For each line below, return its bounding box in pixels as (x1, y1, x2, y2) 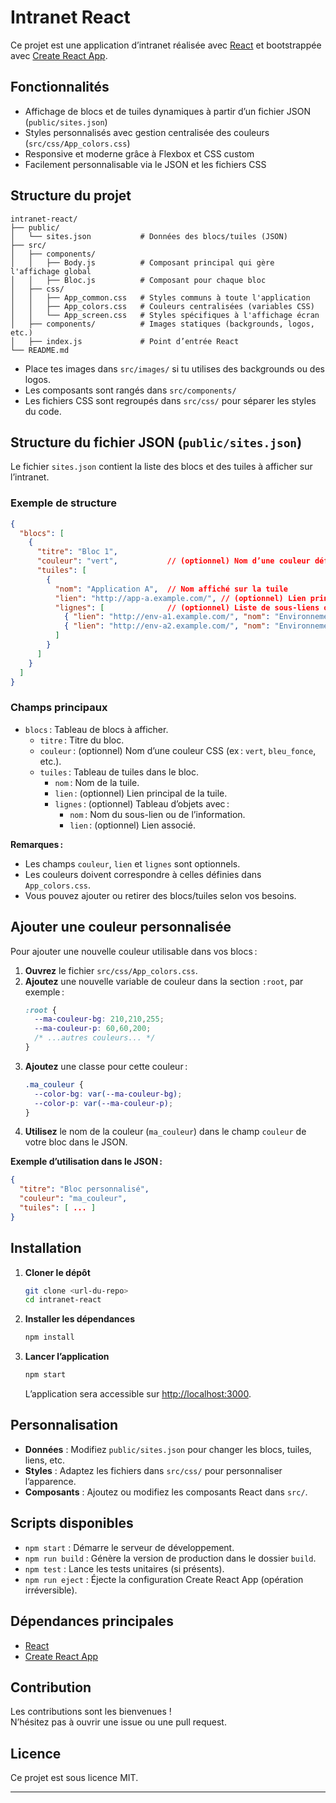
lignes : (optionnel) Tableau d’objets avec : (54, 797, 230, 810)
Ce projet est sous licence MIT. (10, 1772, 139, 1784)
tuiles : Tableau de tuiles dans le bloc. (39, 766, 199, 778)
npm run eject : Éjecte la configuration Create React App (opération (24, 1573, 304, 1585)
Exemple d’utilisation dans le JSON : (10, 1156, 163, 1168)
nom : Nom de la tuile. (54, 776, 140, 788)
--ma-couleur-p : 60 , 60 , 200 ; (34, 1024, 152, 1034)
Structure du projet (10, 187, 132, 205)
